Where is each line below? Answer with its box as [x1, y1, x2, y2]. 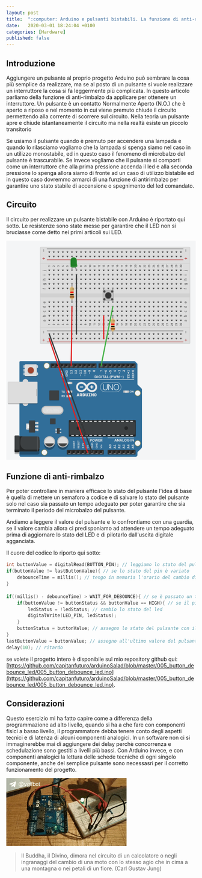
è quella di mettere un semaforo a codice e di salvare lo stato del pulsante [6, 494, 189, 501]
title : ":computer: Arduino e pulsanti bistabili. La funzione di [6, 16, 179, 22]
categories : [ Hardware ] [6, 29, 66, 35]
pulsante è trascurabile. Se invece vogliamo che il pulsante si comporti [6, 156, 181, 164]
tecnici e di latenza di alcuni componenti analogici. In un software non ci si [6, 734, 191, 741]
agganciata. [6, 538, 35, 545]
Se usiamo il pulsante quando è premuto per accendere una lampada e [6, 137, 182, 144]
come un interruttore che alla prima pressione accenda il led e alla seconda [6, 163, 192, 170]
